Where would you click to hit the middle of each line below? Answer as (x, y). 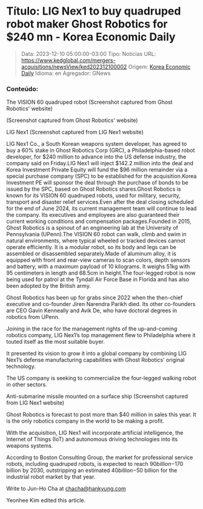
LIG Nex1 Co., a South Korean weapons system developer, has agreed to (97, 144)
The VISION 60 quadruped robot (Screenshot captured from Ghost (89, 102)
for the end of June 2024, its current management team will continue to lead (101, 208)
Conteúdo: (22, 89)
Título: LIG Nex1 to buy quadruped (94, 11)
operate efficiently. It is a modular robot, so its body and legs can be (92, 247)
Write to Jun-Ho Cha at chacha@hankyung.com (66, 489)
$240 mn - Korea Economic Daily (91, 37)
